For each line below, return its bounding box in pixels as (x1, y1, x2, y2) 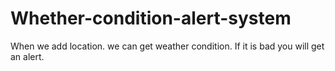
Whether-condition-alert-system (10, 7, 292, 30)
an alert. (10, 50, 45, 62)
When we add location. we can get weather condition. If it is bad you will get (10, 40, 325, 52)
